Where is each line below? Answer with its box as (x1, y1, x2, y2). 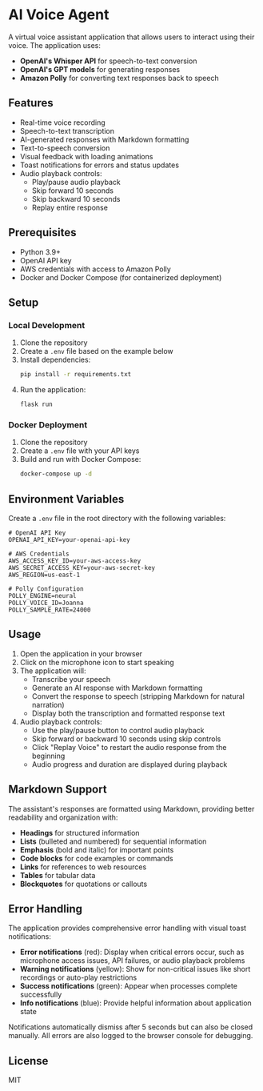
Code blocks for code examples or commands (19, 853, 173, 863)
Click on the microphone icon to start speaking (19, 657, 174, 667)
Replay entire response (31, 203, 108, 212)
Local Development (8, 319, 86, 331)
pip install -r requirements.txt (19, 371, 132, 379)
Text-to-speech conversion (19, 142, 110, 153)
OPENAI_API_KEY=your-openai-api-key (8, 535, 130, 543)
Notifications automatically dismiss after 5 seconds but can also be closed (8, 1022, 253, 1032)
